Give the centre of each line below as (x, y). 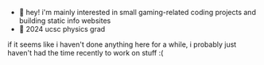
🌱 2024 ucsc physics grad (62, 29)
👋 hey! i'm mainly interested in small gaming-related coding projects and (137, 12)
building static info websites (65, 21)
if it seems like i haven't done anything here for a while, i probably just (122, 44)
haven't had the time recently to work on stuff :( (85, 53)
